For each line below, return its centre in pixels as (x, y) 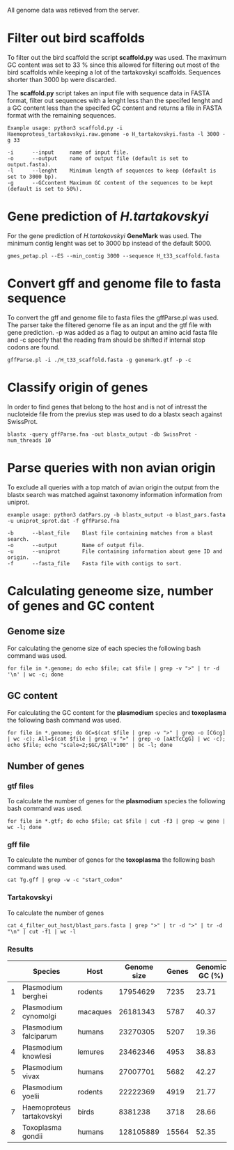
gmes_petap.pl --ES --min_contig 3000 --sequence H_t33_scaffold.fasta (113, 256)
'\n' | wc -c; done (36, 675)
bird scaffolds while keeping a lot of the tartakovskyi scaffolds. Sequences (114, 72)
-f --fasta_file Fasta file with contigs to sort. (95, 563)
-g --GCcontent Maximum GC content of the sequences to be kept (110, 183)
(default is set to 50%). (45, 189)
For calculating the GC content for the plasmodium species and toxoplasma (117, 712)
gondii (32, 1136)
